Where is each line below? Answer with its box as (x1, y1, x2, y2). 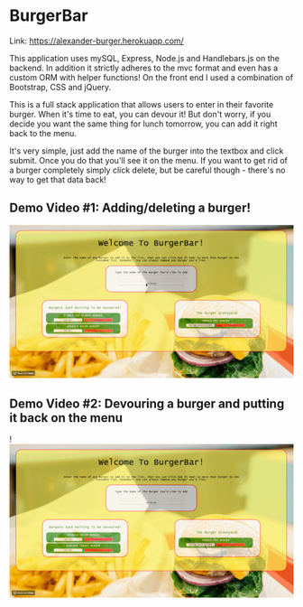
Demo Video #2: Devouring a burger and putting (9, 396, 285, 411)
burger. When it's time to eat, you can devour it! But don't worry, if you (9, 108, 271, 119)
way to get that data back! (9, 173, 106, 185)
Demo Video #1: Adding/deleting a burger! (9, 201, 251, 216)
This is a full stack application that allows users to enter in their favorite (9, 98, 274, 109)
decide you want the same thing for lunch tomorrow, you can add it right (9, 118, 278, 129)
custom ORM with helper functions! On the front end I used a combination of (9, 71, 294, 82)
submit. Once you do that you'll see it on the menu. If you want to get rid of (9, 154, 289, 165)
